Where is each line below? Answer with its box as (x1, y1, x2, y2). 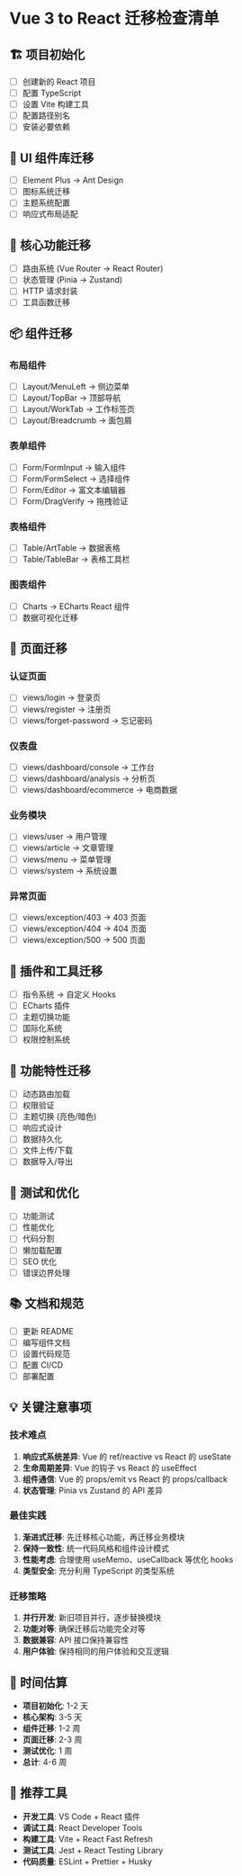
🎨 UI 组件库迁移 (9, 150, 94, 166)
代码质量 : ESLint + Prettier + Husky (22, 1855, 153, 1867)
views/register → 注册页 (22, 704, 112, 714)
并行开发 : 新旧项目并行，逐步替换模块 (22, 1612, 162, 1623)
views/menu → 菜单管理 (22, 854, 112, 865)
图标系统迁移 (22, 186, 70, 197)
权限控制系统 (22, 1034, 70, 1045)
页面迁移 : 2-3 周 (22, 1734, 83, 1745)
